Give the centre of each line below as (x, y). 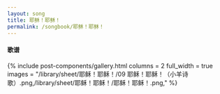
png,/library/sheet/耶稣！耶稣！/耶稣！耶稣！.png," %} (100, 83)
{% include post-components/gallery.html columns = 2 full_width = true (110, 65)
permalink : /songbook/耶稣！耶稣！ (56, 26)
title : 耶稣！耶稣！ (34, 20)
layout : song (26, 14)
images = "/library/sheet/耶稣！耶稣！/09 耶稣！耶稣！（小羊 (95, 74)
